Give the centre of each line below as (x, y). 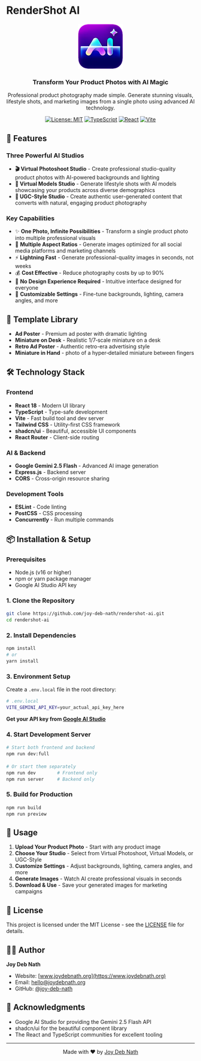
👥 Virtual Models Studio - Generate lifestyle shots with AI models (95, 184)
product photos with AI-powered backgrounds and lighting (87, 177)
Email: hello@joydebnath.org (50, 983)
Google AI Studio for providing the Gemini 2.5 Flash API (83, 1022)
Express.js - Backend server (50, 472)
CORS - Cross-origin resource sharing (62, 479)
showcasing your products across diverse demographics (85, 190)
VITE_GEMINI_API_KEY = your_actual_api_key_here (65, 708)
